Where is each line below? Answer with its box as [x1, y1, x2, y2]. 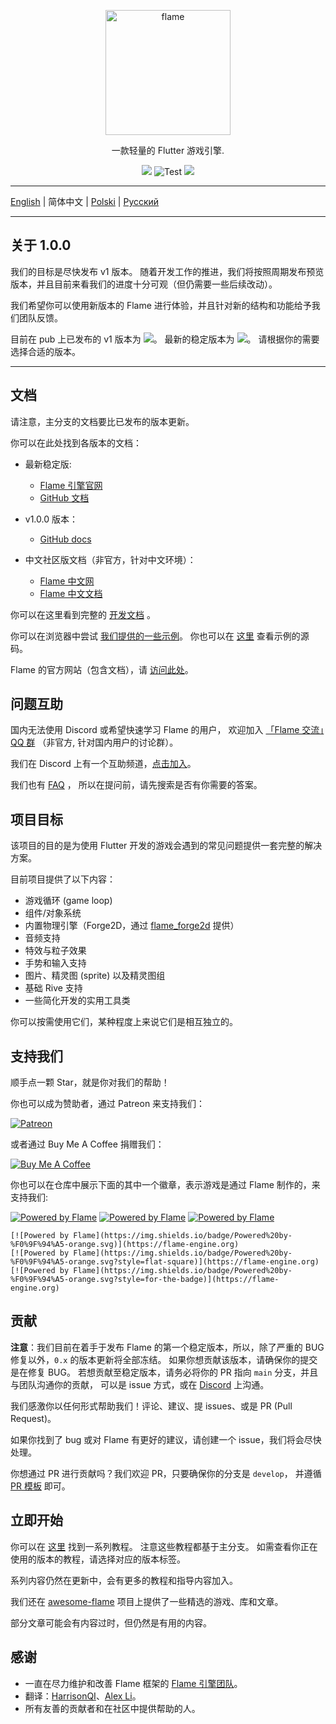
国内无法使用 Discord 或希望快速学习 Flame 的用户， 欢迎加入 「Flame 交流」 [10, 724, 325, 736]
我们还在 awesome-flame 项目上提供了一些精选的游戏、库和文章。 [10, 1595, 284, 1607]
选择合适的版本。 [10, 345, 81, 357]
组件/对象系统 [24, 907, 82, 919]
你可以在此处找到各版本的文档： [10, 436, 142, 449]
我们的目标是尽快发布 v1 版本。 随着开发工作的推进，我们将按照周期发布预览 [10, 265, 325, 277]
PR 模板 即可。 [10, 1480, 71, 1492]
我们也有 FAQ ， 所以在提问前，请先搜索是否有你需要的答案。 [10, 779, 263, 791]
